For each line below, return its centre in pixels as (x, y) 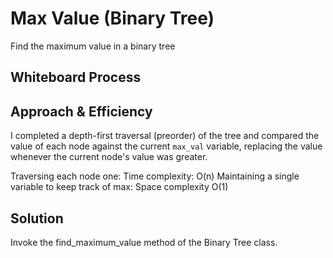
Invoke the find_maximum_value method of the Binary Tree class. (144, 242)
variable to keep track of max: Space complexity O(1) (119, 187)
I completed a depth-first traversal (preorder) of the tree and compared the (165, 136)
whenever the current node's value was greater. (109, 157)
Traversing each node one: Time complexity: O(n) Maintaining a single (155, 176)
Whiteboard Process (76, 77)
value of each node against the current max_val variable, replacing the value (166, 146)
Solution (37, 218)
